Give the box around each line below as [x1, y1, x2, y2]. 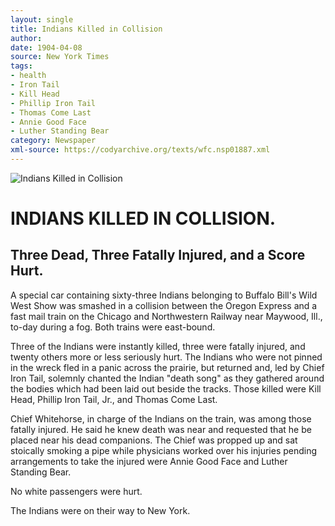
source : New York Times [10, 52, 110, 62]
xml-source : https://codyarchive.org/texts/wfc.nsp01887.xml [10, 145, 271, 155]
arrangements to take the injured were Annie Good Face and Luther [10, 455, 288, 467]
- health [10, 71, 47, 81]
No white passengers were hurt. [10, 485, 143, 497]
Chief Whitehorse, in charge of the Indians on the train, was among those [10, 412, 312, 425]
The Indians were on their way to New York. [10, 504, 191, 516]
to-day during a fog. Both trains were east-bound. [10, 321, 216, 333]
